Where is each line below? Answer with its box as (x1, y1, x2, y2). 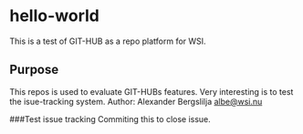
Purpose (9, 62, 59, 77)
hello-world (9, 5, 100, 26)
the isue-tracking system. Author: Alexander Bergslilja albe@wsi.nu (9, 96, 263, 107)
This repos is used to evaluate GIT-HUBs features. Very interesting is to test (9, 86, 294, 97)
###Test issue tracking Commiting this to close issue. (9, 113, 212, 124)
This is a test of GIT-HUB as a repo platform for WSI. (9, 36, 207, 46)
